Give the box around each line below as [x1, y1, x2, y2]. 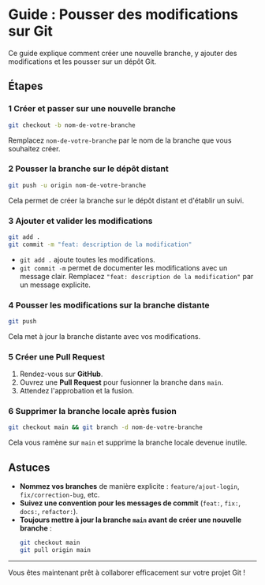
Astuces [8, 460, 50, 474]
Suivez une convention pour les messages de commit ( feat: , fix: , [19, 498, 241, 508]
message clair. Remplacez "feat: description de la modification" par [19, 271, 254, 281]
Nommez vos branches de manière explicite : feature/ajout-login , [19, 482, 240, 491]
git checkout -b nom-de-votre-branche [8, 121, 136, 129]
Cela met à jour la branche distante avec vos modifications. [8, 331, 201, 341]
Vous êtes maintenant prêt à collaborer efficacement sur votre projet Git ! [8, 568, 246, 577]
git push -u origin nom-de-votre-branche [8, 181, 147, 189]
